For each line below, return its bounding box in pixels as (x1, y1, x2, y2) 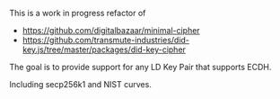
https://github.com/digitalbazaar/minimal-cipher (22, 25, 200, 35)
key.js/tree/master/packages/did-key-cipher (22, 44, 187, 55)
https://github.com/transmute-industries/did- (22, 35, 190, 45)
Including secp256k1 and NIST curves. (9, 79, 153, 89)
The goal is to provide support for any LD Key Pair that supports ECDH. (9, 62, 272, 72)
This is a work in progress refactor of (9, 8, 146, 18)
